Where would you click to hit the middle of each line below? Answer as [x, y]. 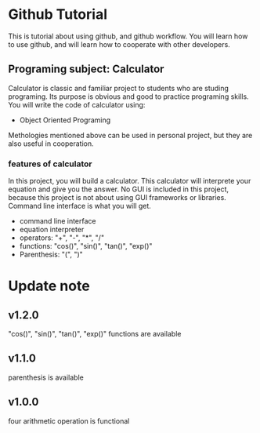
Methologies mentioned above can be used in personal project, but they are [130, 135]
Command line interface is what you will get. [79, 206]
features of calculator [50, 164]
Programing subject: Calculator [86, 69]
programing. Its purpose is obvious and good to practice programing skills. [128, 96]
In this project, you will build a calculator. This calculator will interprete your [130, 181]
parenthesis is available [46, 377]
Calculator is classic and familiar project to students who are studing [119, 88]
